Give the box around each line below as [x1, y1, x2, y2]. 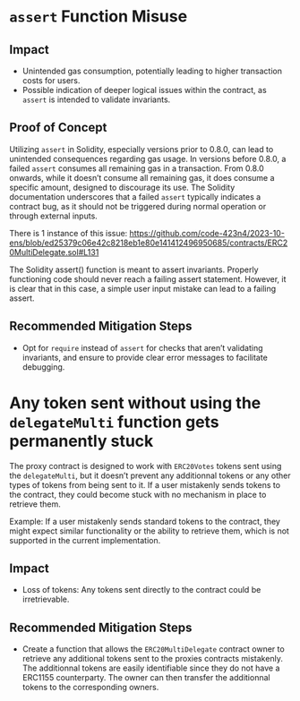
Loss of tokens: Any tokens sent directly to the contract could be [21, 585, 261, 595]
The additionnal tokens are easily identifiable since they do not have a [21, 663, 280, 673]
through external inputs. [9, 210, 99, 221]
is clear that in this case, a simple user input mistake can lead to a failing [9, 283, 277, 294]
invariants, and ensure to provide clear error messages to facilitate [21, 352, 269, 363]
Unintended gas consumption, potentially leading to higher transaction [21, 65, 283, 76]
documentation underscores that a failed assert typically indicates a [9, 191, 261, 202]
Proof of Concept [9, 120, 107, 135]
